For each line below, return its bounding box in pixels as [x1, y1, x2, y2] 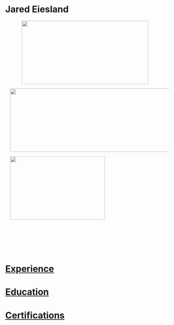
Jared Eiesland [5, 4, 69, 15]
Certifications [5, 309, 65, 321]
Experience [5, 263, 54, 275]
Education [5, 286, 49, 298]
